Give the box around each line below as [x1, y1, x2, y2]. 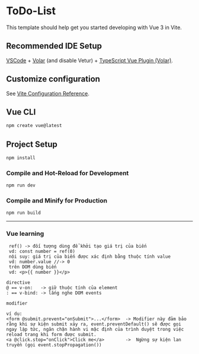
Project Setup [6, 139, 58, 149]
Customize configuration [6, 74, 101, 84]
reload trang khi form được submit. [6, 331, 97, 337]
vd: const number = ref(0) [8, 248, 76, 254]
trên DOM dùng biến [8, 264, 57, 270]
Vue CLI [6, 107, 36, 117]
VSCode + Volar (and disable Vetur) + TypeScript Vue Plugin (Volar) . [6, 56, 174, 64]
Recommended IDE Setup [6, 41, 102, 51]
